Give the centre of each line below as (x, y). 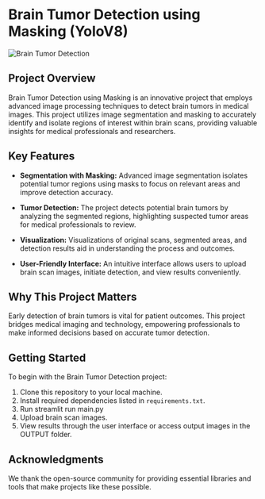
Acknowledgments (56, 459)
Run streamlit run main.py (61, 409)
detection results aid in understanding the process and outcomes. (127, 248)
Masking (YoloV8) (68, 31)
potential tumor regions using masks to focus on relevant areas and (130, 183)
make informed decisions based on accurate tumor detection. (109, 333)
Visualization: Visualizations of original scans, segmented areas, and (133, 240)
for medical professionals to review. (78, 225)
